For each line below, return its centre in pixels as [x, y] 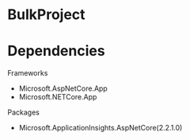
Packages [24, 112]
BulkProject [46, 15]
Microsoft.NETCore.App [58, 97]
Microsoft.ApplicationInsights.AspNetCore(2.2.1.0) [101, 128]
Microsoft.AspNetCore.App [63, 88]
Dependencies [56, 51]
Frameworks [28, 73]
